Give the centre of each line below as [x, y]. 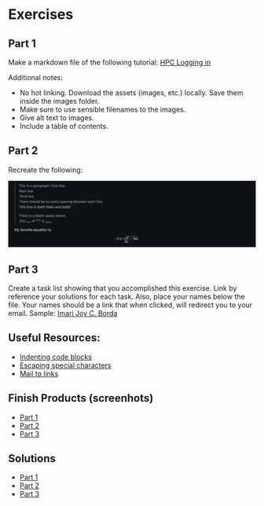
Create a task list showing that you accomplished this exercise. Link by [123, 288]
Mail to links [39, 373]
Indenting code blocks [56, 357]
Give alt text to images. [57, 118]
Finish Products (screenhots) [81, 398]
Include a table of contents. [64, 126]
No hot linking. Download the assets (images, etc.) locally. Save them [131, 93]
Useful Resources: [54, 338]
